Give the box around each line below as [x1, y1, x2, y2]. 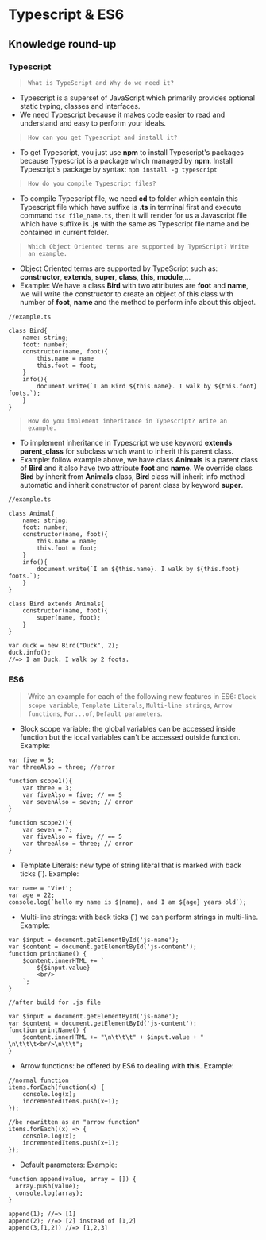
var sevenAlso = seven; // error [22, 798, 133, 806]
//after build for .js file [8, 999, 102, 1006]
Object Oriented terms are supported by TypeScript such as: [19, 264, 218, 273]
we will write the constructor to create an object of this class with [19, 288, 234, 299]
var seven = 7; [22, 826, 73, 834]
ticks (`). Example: [19, 869, 79, 879]
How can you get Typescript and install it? [27, 133, 178, 141]
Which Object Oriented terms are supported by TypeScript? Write [27, 242, 249, 251]
